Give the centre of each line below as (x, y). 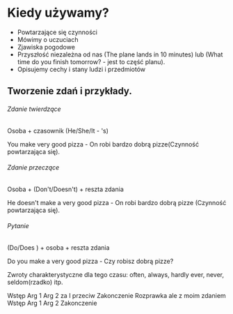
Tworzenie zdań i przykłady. (70, 91)
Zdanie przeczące (33, 167)
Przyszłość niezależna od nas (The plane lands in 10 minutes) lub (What (120, 54)
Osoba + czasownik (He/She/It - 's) (58, 130)
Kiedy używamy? (58, 13)
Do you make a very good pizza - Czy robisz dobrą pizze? (90, 261)
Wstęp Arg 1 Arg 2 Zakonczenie (52, 303)
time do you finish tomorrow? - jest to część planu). (91, 61)
